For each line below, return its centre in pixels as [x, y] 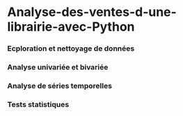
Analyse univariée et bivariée [58, 67]
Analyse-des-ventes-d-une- [92, 12]
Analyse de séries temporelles [60, 85]
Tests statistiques [38, 104]
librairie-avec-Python [71, 27]
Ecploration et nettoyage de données [71, 49]
